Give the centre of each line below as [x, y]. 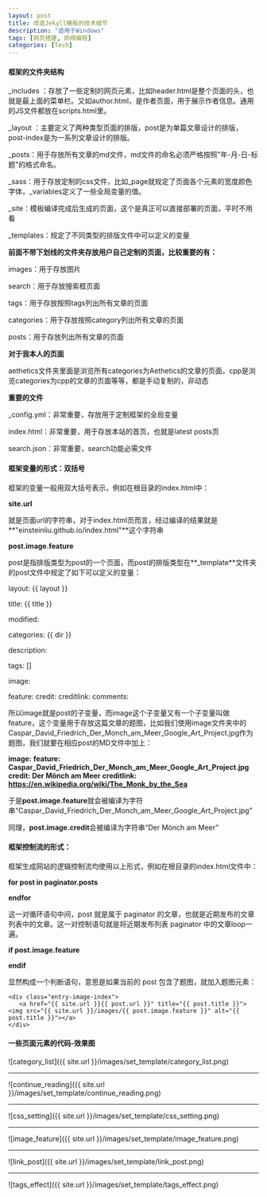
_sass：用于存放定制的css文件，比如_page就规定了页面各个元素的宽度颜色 [130, 182]
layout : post [30, 16]
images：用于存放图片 [44, 269]
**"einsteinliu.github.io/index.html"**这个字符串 [86, 530]
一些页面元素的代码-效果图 [52, 1043]
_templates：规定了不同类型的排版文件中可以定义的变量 [99, 235]
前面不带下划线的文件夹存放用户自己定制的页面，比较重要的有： [112, 253]
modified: [24, 619]
